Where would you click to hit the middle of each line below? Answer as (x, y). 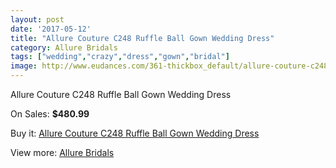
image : (24, 66)
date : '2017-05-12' (51, 29)
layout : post (37, 19)
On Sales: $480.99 (50, 114)
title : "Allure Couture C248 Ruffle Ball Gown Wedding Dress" (142, 38)
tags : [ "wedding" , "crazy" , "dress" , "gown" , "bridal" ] (120, 57)
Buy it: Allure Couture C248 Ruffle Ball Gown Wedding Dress (135, 133)
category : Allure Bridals (64, 47)
